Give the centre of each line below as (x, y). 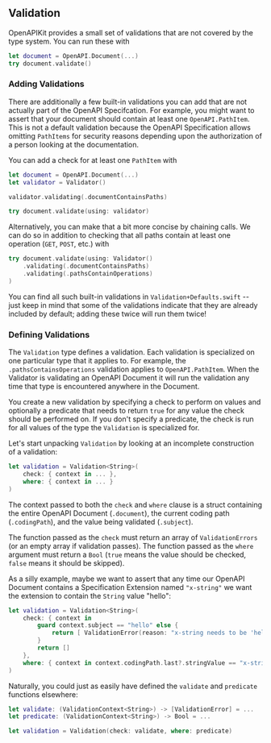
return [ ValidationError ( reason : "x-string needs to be (149, 633)
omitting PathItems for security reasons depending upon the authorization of (135, 135)
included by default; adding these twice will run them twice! (108, 313)
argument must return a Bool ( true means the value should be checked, (127, 554)
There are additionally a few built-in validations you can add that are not (128, 102)
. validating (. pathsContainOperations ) (88, 274)
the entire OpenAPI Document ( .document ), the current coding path (119, 513)
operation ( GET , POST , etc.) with (59, 244)
